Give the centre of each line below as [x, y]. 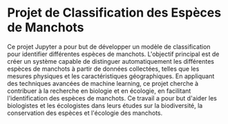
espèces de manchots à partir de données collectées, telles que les [103, 69]
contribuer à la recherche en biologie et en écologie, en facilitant [99, 91]
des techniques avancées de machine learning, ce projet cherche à [103, 83]
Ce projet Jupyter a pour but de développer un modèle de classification [109, 46]
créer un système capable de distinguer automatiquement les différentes [111, 61]
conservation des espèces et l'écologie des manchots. [85, 113]
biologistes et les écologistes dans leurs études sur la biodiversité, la [105, 105]
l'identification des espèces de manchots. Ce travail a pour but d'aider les [112, 98]
